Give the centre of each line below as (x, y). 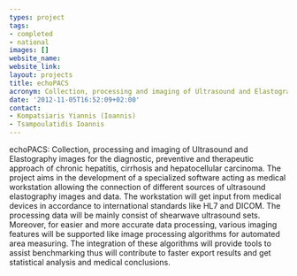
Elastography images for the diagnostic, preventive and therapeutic (132, 159)
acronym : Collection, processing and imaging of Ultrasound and (130, 91)
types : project (37, 17)
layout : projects (41, 75)
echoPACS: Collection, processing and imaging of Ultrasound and (129, 149)
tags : (19, 26)
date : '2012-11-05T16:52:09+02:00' (75, 100)
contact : (25, 108)
